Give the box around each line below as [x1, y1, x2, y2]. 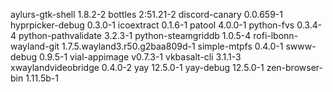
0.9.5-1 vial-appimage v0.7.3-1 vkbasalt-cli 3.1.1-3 [39, 51, 242, 63]
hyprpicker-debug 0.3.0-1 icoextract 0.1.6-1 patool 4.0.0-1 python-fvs [10, 19, 295, 31]
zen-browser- [266, 62, 323, 73]
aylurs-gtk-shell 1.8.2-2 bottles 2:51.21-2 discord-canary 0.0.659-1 [10, 9, 283, 20]
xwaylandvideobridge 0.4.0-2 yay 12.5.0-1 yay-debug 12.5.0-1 [10, 62, 265, 73]
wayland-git [10, 40, 60, 52]
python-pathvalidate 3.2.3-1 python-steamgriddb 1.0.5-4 [18, 30, 252, 41]
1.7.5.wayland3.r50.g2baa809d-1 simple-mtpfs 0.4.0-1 [61, 40, 284, 52]
